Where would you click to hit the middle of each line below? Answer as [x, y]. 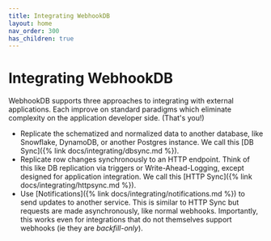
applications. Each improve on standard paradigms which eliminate [120, 109]
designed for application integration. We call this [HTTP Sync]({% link [136, 177]
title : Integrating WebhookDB [59, 16]
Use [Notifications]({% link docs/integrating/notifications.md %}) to [132, 194]
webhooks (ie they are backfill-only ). [81, 228]
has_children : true [41, 38]
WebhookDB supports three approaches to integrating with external [121, 101]
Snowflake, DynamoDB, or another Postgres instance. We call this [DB [137, 142]
